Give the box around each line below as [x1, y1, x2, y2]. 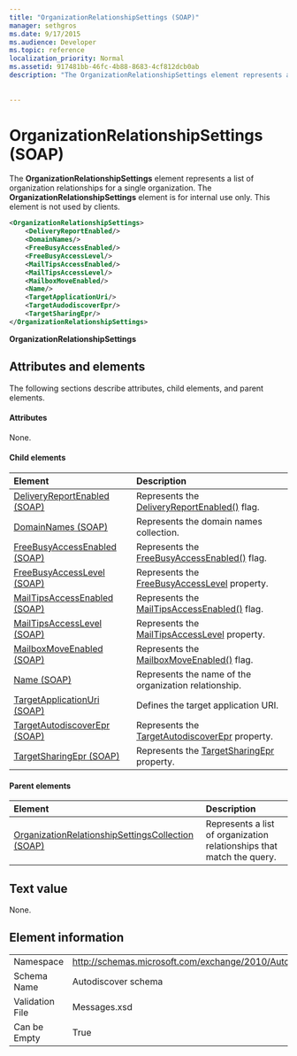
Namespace [13, 955, 65, 967]
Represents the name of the [135, 668, 252, 680]
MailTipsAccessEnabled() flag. [135, 603, 263, 616]
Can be [13, 1021, 44, 1033]
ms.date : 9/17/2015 [9, 29, 81, 38]
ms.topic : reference [9, 46, 86, 55]
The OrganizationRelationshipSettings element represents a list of [9, 174, 255, 184]
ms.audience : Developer [9, 37, 97, 47]
